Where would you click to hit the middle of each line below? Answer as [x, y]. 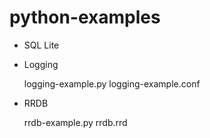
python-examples [85, 17]
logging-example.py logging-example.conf [112, 83]
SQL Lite [41, 45]
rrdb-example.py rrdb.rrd [75, 122]
